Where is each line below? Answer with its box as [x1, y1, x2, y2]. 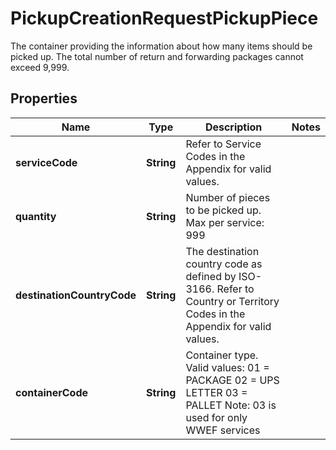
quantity [15, 209, 57, 223]
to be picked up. [185, 203, 262, 217]
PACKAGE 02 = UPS [185, 373, 280, 387]
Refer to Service [185, 137, 262, 151]
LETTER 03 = [185, 385, 248, 399]
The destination [185, 244, 260, 258]
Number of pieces [185, 190, 271, 204]
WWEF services [185, 423, 261, 437]
